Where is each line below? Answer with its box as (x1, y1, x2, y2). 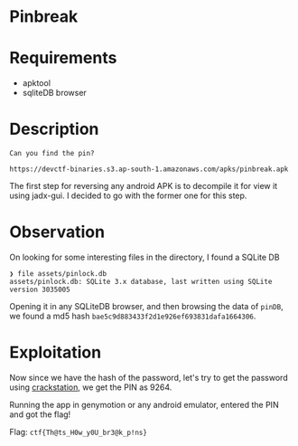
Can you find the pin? (9, 149, 95, 158)
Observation (9, 222, 106, 242)
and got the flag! (9, 409, 71, 420)
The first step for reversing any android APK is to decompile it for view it (9, 181, 278, 192)
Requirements (9, 48, 117, 69)
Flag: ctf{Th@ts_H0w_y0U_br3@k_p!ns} (9, 426, 147, 437)
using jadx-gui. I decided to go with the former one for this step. (9, 190, 247, 201)
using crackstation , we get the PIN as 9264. (9, 382, 172, 393)
